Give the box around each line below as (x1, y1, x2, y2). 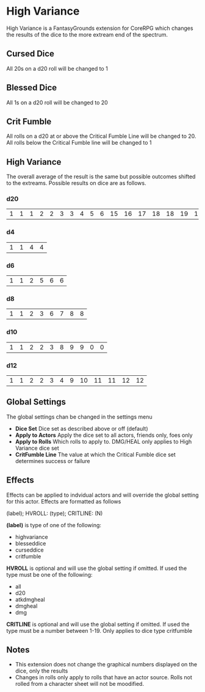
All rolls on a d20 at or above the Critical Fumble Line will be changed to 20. (6, 132, 196, 140)
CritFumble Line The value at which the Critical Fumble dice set (15, 450, 176, 458)
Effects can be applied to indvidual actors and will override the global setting (6, 491, 199, 499)
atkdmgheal (15, 596, 45, 603)
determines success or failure (15, 457, 90, 464)
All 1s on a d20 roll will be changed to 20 (6, 99, 108, 106)
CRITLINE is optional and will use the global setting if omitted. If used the (6, 621, 190, 628)
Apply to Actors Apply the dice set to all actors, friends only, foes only (15, 431, 193, 439)
